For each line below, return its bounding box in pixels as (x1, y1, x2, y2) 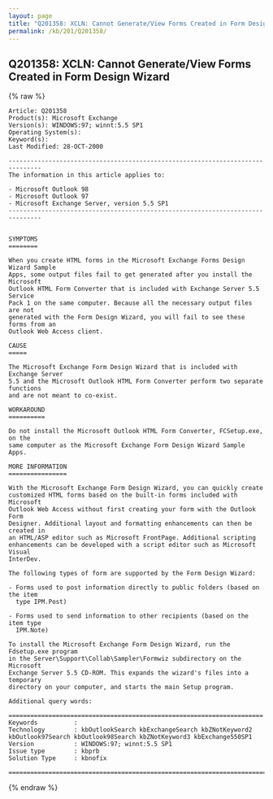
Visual (8, 548, 31, 557)
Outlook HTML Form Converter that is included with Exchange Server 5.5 (8, 285, 260, 293)
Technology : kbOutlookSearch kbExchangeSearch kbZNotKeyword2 (8, 726, 253, 734)
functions (8, 384, 42, 393)
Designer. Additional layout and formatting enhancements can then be (8, 519, 253, 528)
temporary (8, 676, 42, 684)
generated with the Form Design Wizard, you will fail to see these (8, 314, 245, 322)
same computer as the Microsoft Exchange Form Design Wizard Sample (8, 441, 245, 449)
